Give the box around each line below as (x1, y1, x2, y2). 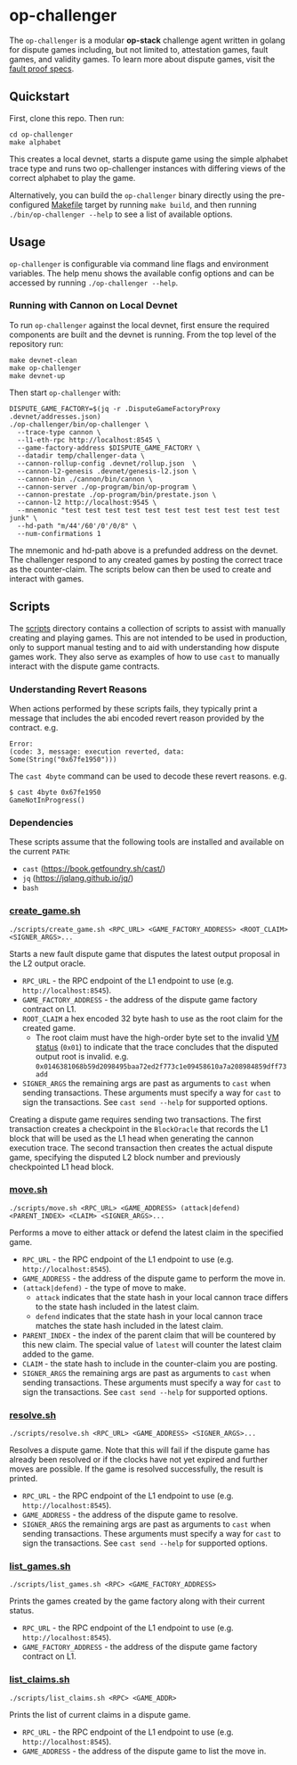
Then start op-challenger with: (9, 387, 122, 398)
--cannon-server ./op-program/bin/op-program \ (17, 482, 197, 491)
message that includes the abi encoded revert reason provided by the (9, 713, 265, 723)
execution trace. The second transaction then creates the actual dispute (9, 1142, 274, 1153)
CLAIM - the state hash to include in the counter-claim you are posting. (21, 1357, 278, 1369)
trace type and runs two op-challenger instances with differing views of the (9, 162, 286, 174)
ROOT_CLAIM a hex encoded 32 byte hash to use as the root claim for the (21, 1013, 283, 1024)
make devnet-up (9, 371, 66, 380)
